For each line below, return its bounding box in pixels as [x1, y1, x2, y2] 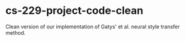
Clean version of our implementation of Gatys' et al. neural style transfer [5, 23, 180, 30]
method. [5, 29, 26, 36]
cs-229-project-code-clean [5, 4, 144, 17]
